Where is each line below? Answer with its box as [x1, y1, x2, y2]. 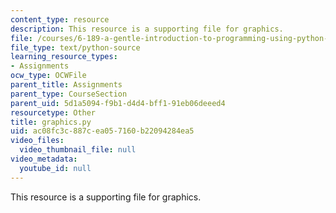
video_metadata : [10, 154, 78, 164]
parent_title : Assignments [10, 80, 123, 90]
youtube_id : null [19, 163, 92, 173]
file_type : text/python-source [10, 42, 141, 53]
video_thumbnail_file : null [19, 145, 137, 155]
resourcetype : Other [10, 107, 97, 118]
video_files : [10, 136, 65, 146]
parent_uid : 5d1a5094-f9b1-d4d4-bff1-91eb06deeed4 [10, 98, 226, 108]
